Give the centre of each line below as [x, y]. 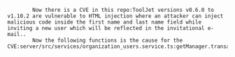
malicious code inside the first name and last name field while [104, 22]
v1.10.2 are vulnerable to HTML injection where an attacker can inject [115, 16]
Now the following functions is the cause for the [108, 40]
